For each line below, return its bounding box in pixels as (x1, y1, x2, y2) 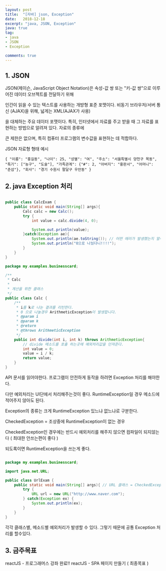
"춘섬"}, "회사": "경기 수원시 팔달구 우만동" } (5, 167, 91, 172)
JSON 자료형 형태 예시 (5, 146, 49, 152)
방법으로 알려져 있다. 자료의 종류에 (18, 125, 84, 131)
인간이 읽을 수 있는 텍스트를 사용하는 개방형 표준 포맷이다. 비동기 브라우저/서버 (5, 102, 156, 108)
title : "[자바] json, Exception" (5, 12, 74, 17)
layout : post (5, 7, 32, 12)
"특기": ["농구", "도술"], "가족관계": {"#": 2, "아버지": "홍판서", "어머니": (5, 162, 154, 167)
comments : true (5, 53, 37, 58)
